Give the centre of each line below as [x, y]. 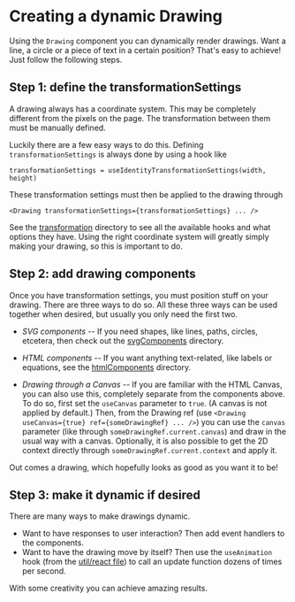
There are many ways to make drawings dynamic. [100, 516]
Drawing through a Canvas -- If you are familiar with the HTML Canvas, [152, 384]
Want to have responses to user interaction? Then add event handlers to [153, 534]
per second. [44, 571]
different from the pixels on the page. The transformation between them [140, 118]
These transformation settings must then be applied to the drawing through [146, 194]
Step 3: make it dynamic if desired [105, 494]
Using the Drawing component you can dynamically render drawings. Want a [147, 41]
